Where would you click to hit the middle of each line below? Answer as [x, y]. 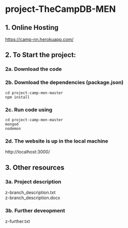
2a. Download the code [33, 69]
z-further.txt [18, 222]
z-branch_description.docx [33, 198]
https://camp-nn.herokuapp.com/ [39, 39]
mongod [12, 124]
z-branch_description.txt [31, 192]
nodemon [13, 128]
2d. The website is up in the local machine [57, 141]
